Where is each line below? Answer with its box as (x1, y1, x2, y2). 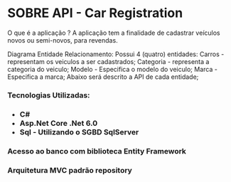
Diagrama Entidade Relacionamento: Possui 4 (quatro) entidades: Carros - (7, 50, 225, 58)
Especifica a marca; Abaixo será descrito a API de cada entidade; (7, 73, 199, 81)
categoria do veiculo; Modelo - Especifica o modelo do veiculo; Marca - (7, 65, 218, 73)
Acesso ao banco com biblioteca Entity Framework (7, 146, 187, 156)
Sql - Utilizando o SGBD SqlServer (19, 127, 139, 136)
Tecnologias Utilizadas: (7, 90, 90, 100)
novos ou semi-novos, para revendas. (7, 36, 119, 44)
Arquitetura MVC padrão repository (7, 165, 133, 175)
